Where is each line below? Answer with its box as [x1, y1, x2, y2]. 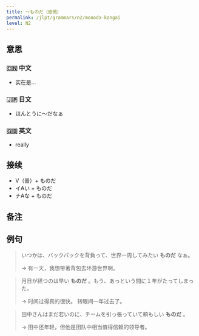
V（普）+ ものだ [15, 177, 56, 185]
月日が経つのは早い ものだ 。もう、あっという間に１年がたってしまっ [21, 277, 194, 285]
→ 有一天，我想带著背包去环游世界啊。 [21, 264, 119, 271]
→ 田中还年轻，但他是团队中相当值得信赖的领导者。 [21, 323, 150, 331]
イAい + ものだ [15, 185, 53, 192]
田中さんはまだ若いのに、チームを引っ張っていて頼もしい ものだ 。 [21, 310, 189, 318]
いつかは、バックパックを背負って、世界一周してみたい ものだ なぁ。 [21, 251, 194, 259]
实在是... [15, 79, 36, 86]
